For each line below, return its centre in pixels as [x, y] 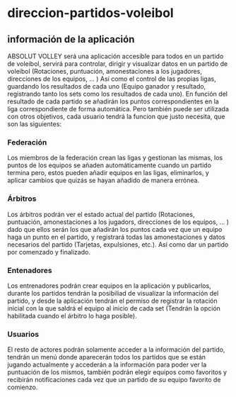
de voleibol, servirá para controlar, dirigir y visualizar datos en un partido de [118, 64]
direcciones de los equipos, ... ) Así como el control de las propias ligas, [112, 79]
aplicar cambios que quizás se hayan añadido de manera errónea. [104, 180]
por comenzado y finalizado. [49, 252]
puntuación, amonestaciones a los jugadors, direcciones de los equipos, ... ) [118, 222]
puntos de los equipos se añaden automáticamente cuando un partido [110, 165]
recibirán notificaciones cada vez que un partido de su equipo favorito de [114, 380]
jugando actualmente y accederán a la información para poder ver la [107, 365]
